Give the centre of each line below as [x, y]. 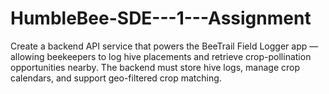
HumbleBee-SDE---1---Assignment [161, 18]
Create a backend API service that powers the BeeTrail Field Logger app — [164, 46]
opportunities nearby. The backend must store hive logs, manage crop [155, 67]
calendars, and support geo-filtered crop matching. [116, 78]
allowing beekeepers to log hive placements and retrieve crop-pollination [161, 56]
